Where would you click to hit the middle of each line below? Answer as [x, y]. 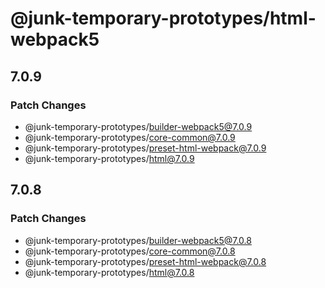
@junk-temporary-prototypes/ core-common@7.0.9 [130, 137]
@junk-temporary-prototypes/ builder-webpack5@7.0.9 [138, 126]
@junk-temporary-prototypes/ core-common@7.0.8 [130, 251]
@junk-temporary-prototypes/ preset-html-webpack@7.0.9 [145, 148]
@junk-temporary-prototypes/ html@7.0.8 [109, 272]
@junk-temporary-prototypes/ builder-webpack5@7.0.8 [138, 240]
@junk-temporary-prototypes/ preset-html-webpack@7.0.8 [145, 261]
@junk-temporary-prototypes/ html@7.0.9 [109, 158]
